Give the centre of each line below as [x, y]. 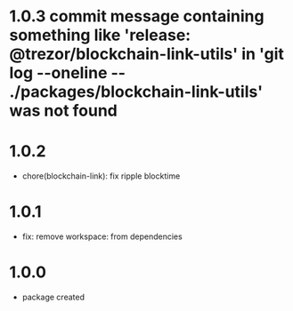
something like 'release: [100, 35]
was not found [64, 111]
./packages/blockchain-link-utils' [136, 92]
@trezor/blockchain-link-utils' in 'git [147, 54]
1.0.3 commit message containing [137, 16]
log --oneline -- [68, 73]
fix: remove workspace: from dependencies [102, 236]
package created [53, 297]
